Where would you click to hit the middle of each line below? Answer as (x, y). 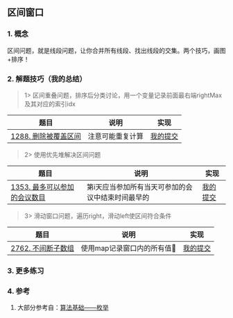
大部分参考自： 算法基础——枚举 (63, 308)
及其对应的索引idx (50, 103)
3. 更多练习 (26, 271)
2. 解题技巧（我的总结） (47, 78)
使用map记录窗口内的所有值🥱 (129, 248)
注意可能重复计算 (116, 136)
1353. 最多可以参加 (43, 187)
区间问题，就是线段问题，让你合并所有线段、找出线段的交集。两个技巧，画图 (116, 50)
